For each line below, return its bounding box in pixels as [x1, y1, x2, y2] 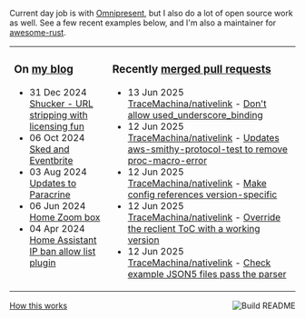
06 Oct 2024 [29, 131, 85, 144]
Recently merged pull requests [112, 63, 271, 76]
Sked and [29, 143, 70, 155]
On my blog [14, 63, 74, 76]
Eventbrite [29, 154, 74, 166]
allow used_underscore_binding [127, 108, 263, 121]
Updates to [29, 176, 77, 189]
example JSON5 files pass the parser [127, 267, 287, 280]
